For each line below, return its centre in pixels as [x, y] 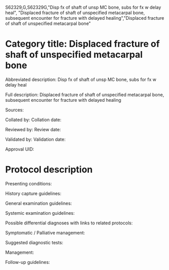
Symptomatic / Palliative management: [45, 233]
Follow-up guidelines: [28, 262]
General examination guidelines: [39, 203]
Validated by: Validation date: [35, 139]
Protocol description [49, 170]
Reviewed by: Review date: [33, 129]
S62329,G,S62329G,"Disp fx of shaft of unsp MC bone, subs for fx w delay [83, 7]
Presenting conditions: [29, 183]
